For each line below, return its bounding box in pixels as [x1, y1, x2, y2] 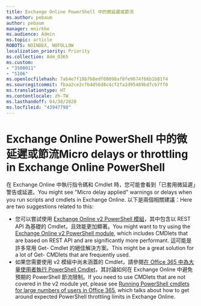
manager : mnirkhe [6, 25, 50, 32]
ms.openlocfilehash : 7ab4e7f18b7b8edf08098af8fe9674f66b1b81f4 [6, 76, 169, 82]
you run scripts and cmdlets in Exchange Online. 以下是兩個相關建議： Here [6, 196, 193, 203]
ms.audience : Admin [6, 31, 55, 37]
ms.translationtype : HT [6, 88, 66, 94]
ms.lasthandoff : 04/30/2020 [6, 98, 77, 104]
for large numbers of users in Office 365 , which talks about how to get [14, 287, 190, 294]
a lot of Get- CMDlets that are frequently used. [14, 251, 131, 258]
